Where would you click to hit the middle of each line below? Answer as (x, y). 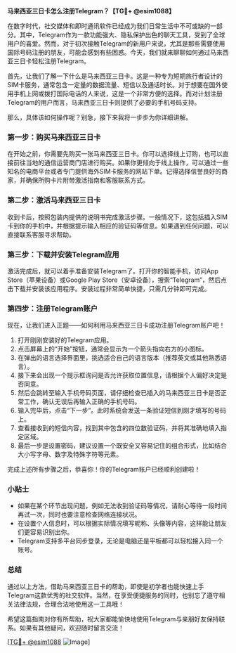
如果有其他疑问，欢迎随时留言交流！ (72, 628)
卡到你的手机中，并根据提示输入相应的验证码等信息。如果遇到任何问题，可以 (118, 226)
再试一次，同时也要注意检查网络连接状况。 (79, 515)
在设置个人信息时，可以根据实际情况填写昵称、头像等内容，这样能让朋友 (122, 524)
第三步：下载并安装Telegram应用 (63, 254)
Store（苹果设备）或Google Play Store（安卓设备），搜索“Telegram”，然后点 (117, 280)
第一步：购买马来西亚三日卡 (54, 137)
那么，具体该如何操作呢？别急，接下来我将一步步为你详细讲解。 (99, 117)
